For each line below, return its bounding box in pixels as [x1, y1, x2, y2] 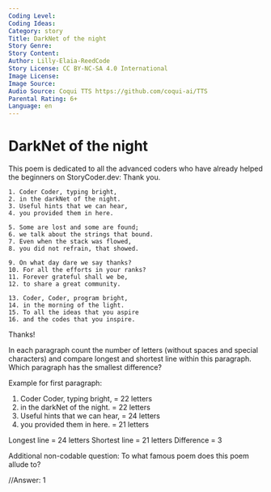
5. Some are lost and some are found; [8, 223, 139, 231]
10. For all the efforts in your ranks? [8, 266, 147, 274]
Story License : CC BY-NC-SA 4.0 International [8, 65, 168, 73]
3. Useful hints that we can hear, [8, 202, 129, 210]
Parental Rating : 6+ [8, 95, 78, 103]
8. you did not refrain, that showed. [8, 244, 139, 253]
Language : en [8, 102, 53, 110]
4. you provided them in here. [8, 210, 114, 218]
